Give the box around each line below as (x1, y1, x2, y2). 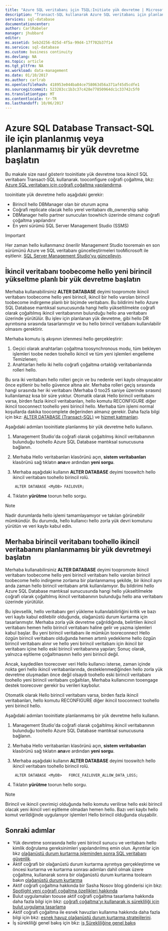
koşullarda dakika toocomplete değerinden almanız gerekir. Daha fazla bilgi (5, 408, 160, 415)
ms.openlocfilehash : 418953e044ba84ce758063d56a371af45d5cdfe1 (5, 82, 140, 87)
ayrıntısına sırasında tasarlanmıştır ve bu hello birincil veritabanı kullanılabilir (5, 320, 161, 327)
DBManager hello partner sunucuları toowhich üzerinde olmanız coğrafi (12, 212, 160, 218)
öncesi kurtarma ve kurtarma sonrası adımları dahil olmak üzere (12, 866, 144, 872)
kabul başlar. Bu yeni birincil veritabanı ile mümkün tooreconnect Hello (5, 629, 150, 636)
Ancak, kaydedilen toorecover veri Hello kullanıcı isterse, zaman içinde (5, 661, 151, 667)
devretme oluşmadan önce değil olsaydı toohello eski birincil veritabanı (5, 672, 151, 678)
